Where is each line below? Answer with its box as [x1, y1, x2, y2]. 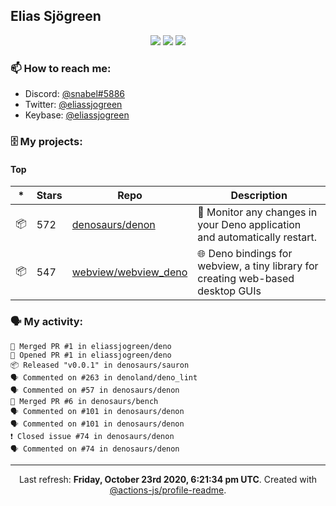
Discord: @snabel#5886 [24, 88, 126, 100]
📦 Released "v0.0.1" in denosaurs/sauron [10, 360, 190, 370]
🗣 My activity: [10, 315, 84, 329]
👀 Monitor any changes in [197, 205, 318, 219]
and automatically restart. [197, 230, 318, 244]
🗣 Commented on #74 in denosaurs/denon [10, 444, 180, 454]
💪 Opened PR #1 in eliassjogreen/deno [10, 350, 172, 360]
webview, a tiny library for [197, 259, 319, 273]
